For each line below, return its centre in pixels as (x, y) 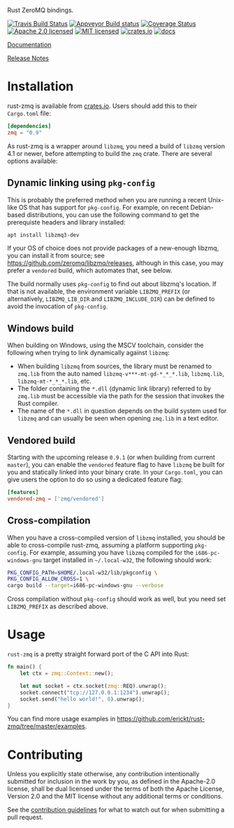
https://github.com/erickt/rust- (161, 719)
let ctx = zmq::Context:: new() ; (67, 673)
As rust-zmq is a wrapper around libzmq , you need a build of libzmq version (116, 146)
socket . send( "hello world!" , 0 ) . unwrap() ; (82, 699)
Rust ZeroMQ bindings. (41, 10)
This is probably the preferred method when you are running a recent (107, 199)
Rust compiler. (38, 404)
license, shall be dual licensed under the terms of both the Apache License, (116, 789)
